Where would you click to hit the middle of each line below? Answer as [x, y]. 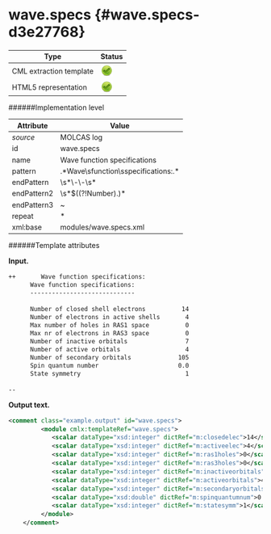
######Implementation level [56, 107]
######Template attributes [54, 245]
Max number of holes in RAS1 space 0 [109, 325]
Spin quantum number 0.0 [109, 365]
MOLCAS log [81, 137]
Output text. [29, 405]
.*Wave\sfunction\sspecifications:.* [120, 170]
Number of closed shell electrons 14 [109, 309]
